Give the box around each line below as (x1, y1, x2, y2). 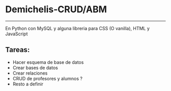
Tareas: (5, 45, 30, 54)
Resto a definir (12, 81, 43, 87)
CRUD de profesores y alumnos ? (12, 75, 83, 81)
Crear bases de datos (12, 64, 59, 71)
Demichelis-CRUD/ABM (5, 4, 107, 15)
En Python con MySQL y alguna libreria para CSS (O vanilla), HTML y (5, 25, 150, 31)
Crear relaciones (12, 70, 48, 76)
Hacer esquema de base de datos (12, 59, 84, 65)
